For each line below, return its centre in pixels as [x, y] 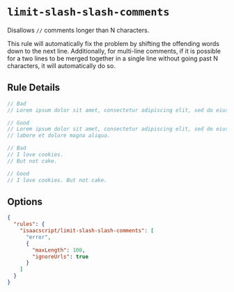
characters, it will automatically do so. [62, 65]
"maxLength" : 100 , [59, 250]
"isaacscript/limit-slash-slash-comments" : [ [87, 231]
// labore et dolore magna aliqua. [59, 136]
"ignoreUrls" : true [61, 257]
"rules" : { [29, 225]
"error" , [38, 237]
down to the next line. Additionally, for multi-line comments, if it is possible [114, 51]
